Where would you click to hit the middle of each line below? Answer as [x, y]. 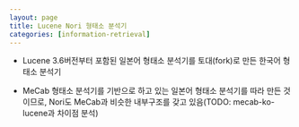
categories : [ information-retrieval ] [80, 34]
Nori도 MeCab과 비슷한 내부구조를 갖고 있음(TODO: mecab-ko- [162, 102]
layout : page [34, 17]
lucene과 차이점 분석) [60, 114]
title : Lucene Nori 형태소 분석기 [68, 26]
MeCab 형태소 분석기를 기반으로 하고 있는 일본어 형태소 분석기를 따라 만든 [152, 91]
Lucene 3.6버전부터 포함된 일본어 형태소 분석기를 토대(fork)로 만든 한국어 [151, 61]
